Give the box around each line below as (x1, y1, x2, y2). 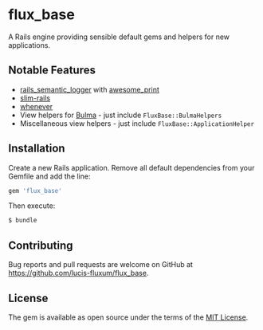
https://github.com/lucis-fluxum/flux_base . (8, 269, 149, 278)
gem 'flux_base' (8, 187, 62, 194)
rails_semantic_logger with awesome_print (19, 84, 159, 94)
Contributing (8, 238, 73, 252)
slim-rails (19, 93, 50, 103)
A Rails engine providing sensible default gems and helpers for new (8, 32, 230, 41)
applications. (8, 40, 50, 49)
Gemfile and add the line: (8, 171, 91, 181)
